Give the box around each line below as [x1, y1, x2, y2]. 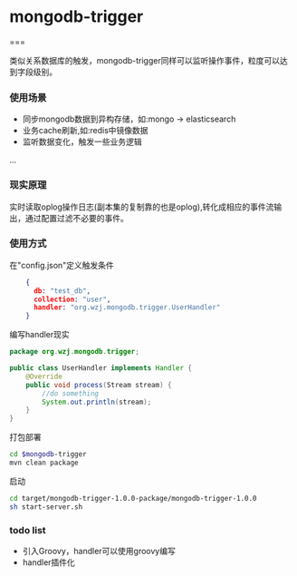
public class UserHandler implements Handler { [9, 364, 193, 373]
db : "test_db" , [33, 286, 91, 296]
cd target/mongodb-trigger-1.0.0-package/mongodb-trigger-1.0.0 [9, 493, 257, 503]
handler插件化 [22, 557, 75, 568]
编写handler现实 [9, 329, 70, 340]
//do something [42, 388, 100, 398]
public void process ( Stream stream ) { [25, 380, 172, 389]
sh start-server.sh [9, 502, 83, 512]
